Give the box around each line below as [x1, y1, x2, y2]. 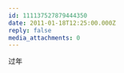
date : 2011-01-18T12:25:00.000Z [8, 19, 116, 27]
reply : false [8, 26, 52, 34]
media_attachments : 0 [8, 33, 81, 42]
